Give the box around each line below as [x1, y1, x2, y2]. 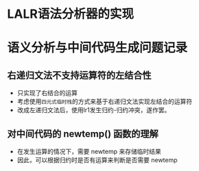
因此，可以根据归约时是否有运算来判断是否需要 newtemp [16, 156, 178, 164]
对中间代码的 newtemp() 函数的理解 [7, 128, 159, 140]
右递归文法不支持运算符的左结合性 [7, 69, 152, 81]
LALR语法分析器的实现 [7, 6, 134, 22]
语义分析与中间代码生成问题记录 [7, 40, 188, 55]
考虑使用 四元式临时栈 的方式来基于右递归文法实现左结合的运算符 [16, 97, 193, 106]
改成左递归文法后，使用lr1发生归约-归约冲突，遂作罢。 [16, 106, 171, 114]
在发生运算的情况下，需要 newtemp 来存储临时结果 [16, 148, 161, 155]
